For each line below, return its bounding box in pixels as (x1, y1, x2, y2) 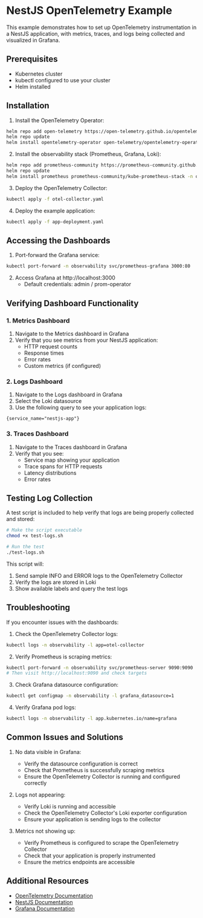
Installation (6, 100, 50, 111)
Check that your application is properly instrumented (24, 851, 156, 859)
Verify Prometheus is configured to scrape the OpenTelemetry (24, 839, 179, 846)
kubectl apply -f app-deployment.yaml (6, 218, 104, 225)
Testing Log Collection (6, 493, 93, 503)
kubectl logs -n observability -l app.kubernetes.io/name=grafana (6, 715, 177, 722)
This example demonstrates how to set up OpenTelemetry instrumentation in (6, 24, 197, 31)
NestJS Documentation (14, 898, 74, 905)
